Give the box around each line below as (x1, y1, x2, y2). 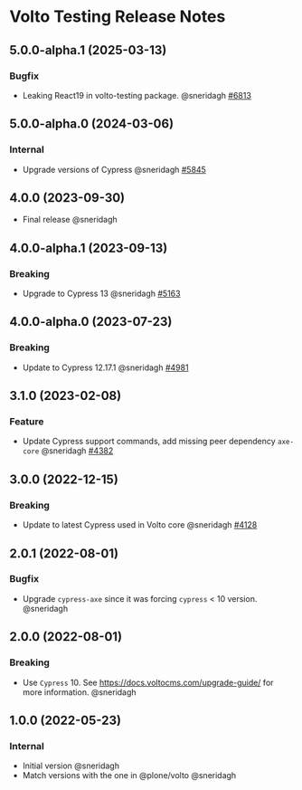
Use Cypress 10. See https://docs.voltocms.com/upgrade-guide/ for (22, 677, 274, 688)
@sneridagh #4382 (41, 445, 114, 456)
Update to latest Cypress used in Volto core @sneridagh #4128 (22, 519, 258, 530)
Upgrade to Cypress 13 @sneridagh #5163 (22, 288, 181, 300)
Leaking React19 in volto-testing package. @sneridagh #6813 (22, 90, 251, 100)
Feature (9, 415, 44, 428)
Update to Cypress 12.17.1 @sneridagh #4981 (22, 362, 189, 373)
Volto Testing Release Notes (9, 6, 226, 27)
